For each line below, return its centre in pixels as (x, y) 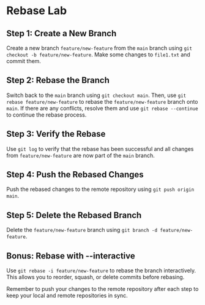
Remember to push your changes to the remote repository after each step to (102, 289)
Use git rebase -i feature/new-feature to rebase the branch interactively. (101, 271)
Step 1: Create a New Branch (61, 33)
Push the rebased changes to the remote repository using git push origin (100, 189)
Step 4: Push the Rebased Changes (75, 175)
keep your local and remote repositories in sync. (67, 296)
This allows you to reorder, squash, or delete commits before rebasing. (95, 277)
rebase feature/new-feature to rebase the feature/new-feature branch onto (102, 101)
